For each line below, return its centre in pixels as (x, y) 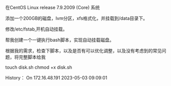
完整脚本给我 (32, 57)
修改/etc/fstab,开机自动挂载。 (36, 29)
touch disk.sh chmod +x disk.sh (39, 67)
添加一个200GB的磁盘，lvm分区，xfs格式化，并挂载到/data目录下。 (77, 18)
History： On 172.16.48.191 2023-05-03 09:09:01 (56, 78)
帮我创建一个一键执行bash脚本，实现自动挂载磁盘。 (60, 40)
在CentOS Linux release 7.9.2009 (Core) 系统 (53, 7)
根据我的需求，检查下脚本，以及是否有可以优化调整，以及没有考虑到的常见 (83, 51)
